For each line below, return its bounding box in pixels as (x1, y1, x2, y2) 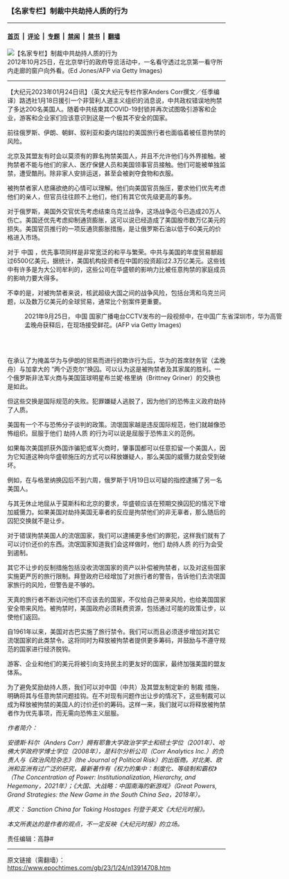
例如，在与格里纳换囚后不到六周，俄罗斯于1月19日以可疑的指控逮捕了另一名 (7, 476, 223, 484)
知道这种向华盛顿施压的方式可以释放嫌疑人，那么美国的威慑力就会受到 (19, 452, 220, 460)
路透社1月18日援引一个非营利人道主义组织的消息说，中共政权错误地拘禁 (19, 96, 223, 105)
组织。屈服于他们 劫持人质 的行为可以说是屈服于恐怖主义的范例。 (12, 428, 199, 437)
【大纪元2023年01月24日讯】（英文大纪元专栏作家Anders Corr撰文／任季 (7, 87, 214, 96)
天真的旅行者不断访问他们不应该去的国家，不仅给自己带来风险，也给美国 (7, 595, 213, 604)
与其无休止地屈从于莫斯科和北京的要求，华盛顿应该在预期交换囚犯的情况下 (7, 499, 220, 507)
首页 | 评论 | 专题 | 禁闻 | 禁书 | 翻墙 (7, 32, 121, 40)
